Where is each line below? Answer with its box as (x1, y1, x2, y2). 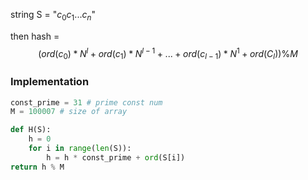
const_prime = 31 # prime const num (10, 97, 163, 108)
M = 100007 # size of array (10, 107, 128, 117)
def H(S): (10, 125, 52, 135)
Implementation (10, 75, 90, 89)
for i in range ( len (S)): (28, 144, 132, 154)
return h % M (10, 162, 65, 172)
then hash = (10, 30, 60, 42)
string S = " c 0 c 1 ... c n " (10, 9, 96, 23)
